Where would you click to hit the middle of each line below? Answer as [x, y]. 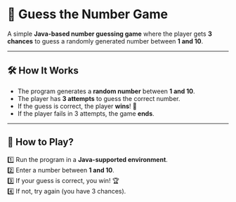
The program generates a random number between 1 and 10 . [106, 91]
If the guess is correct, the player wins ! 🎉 [77, 106]
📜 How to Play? [40, 142]
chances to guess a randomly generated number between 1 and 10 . [105, 41]
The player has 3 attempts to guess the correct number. [99, 98]
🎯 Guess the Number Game [88, 14]
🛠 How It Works [43, 70]
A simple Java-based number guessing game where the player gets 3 [110, 34]
